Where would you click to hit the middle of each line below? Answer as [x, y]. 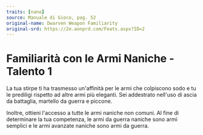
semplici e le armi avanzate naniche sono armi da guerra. [78, 126]
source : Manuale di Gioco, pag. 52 [51, 18]
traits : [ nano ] [25, 12]
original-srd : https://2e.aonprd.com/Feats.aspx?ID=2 [76, 29]
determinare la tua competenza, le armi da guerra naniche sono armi [92, 119]
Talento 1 [29, 72]
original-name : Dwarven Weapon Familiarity [62, 23]
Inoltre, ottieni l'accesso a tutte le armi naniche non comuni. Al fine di [92, 113]
